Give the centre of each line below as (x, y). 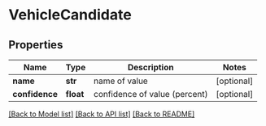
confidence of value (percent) (151, 94)
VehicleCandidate (70, 15)
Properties (36, 45)
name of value (120, 81)
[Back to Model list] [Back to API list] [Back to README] (102, 114)
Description (150, 67)
